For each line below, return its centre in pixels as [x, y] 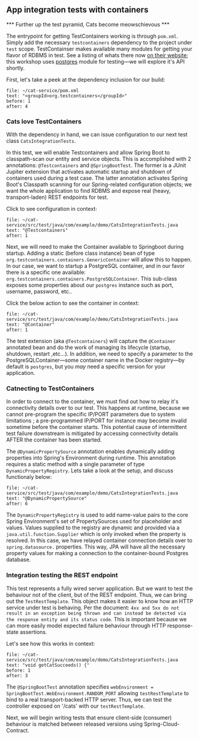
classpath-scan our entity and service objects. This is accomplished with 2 [99, 159]
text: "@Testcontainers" [37, 231]
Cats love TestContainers [44, 121]
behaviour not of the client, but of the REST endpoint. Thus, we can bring [97, 595]
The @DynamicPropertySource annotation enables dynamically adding [91, 452]
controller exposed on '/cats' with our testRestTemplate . [76, 706]
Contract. [18, 730]
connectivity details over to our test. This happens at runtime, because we [98, 408]
